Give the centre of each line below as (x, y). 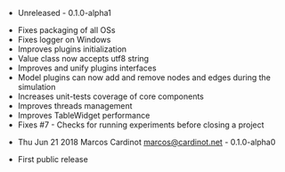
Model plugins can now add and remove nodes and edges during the (144, 78)
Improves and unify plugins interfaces (87, 68)
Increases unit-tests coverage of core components (111, 96)
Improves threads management (75, 106)
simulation (37, 87)
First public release (53, 159)
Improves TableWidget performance (84, 115)
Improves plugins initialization (72, 49)
